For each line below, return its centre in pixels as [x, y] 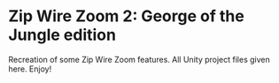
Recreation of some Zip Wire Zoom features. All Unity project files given [139, 59]
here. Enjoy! [30, 69]
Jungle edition [62, 35]
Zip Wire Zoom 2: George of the [126, 16]
